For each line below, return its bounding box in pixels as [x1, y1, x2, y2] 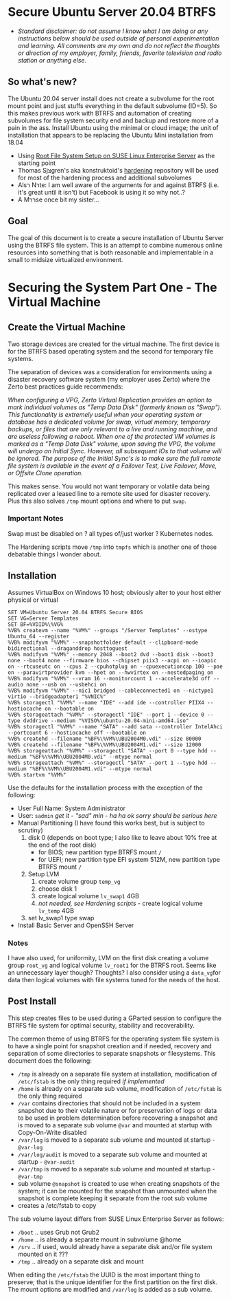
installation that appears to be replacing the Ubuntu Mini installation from [8, 131, 214, 139]
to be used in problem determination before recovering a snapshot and [17, 1114, 218, 1122]
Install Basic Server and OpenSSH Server [17, 921, 134, 929]
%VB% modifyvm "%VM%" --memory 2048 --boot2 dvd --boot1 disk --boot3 [8, 651, 214, 658]
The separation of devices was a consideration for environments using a [8, 367, 212, 376]
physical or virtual [8, 596, 59, 604]
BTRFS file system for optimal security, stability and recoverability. [8, 1021, 195, 1029]
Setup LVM [27, 869, 60, 878]
